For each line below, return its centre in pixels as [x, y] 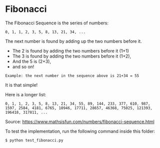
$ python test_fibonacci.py [34, 140]
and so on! [23, 67]
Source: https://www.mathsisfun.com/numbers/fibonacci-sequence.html [80, 121]
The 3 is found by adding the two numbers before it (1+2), [72, 56]
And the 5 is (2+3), [32, 61]
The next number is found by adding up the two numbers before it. [74, 41]
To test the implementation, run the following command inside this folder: [80, 131]
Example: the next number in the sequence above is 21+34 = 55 [72, 75]
